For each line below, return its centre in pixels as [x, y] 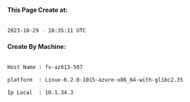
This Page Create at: [38, 10]
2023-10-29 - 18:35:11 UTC [47, 31]
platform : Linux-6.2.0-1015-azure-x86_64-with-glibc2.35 [95, 80]
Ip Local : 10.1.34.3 [40, 93]
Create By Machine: [37, 46]
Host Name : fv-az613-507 [45, 67]
